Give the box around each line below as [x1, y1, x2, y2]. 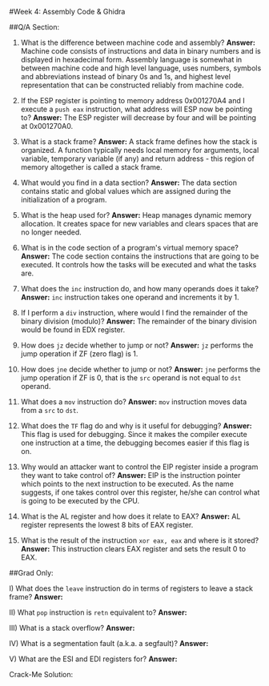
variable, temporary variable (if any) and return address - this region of [20, 154, 255, 163]
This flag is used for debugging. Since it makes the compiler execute [20, 430, 247, 439]
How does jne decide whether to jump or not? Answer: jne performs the [20, 364, 261, 374]
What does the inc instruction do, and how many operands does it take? [20, 284, 259, 293]
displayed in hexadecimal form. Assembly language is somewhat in [20, 55, 243, 64]
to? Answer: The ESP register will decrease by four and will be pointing [20, 113, 257, 122]
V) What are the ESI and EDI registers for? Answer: [9, 654, 178, 664]
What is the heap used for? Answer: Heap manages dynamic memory [20, 211, 252, 219]
